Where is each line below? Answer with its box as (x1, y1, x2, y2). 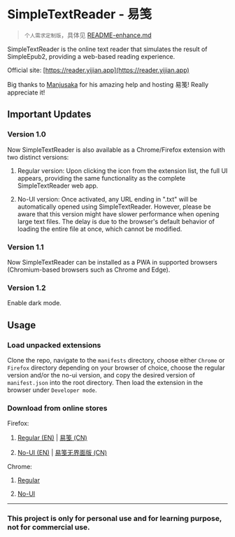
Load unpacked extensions (7, 340, 101, 350)
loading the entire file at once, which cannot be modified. (17, 225, 183, 233)
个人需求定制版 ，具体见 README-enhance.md (24, 31, 152, 39)
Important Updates (7, 109, 92, 120)
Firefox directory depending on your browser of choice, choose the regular (7, 363, 225, 372)
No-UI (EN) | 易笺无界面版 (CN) (17, 449, 107, 457)
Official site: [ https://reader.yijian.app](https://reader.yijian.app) (7, 66, 190, 74)
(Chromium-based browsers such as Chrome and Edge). (7, 265, 171, 274)
